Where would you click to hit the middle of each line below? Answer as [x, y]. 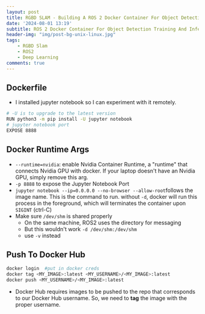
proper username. [38, 305]
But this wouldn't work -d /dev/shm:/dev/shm [81, 229]
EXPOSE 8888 [21, 130]
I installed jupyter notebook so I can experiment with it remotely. [96, 102]
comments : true [26, 63]
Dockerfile [27, 87]
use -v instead [42, 235]
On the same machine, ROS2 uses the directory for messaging [103, 223]
